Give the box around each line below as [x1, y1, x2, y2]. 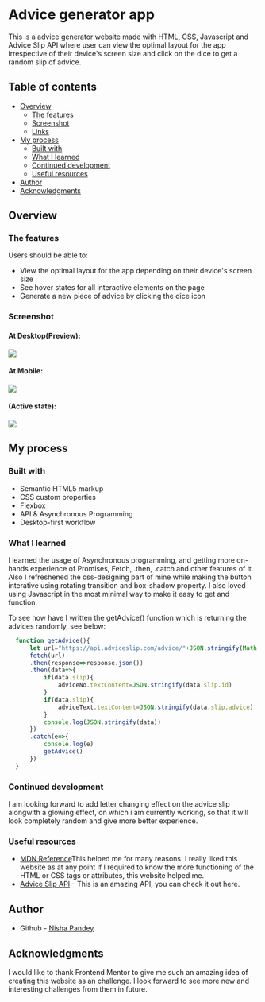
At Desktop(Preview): [8, 331, 81, 340]
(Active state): [8, 401, 57, 411]
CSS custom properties [19, 492, 97, 501]
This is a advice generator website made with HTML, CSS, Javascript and [8, 32, 248, 41]
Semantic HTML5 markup [19, 483, 104, 493]
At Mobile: [8, 366, 44, 376]
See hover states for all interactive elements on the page [19, 283, 205, 292]
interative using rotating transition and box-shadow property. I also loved [8, 580, 246, 590]
